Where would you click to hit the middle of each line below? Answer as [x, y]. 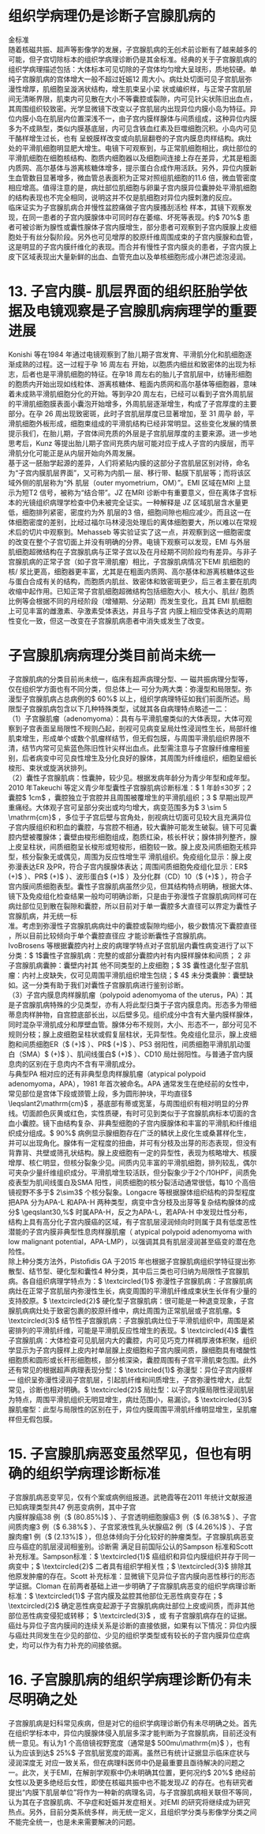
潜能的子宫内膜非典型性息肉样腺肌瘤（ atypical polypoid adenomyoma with [130, 1232]
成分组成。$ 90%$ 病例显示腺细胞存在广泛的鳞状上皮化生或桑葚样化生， [132, 1133]
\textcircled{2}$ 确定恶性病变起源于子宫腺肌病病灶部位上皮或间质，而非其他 [131, 1605]
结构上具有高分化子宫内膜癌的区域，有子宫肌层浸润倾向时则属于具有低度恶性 [132, 1221]
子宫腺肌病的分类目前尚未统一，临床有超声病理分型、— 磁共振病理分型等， [130, 679]
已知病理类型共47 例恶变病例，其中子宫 [72, 1507]
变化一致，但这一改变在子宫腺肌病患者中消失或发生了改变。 [112, 621]
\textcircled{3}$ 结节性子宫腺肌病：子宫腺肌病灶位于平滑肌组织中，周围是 [128, 1320]
